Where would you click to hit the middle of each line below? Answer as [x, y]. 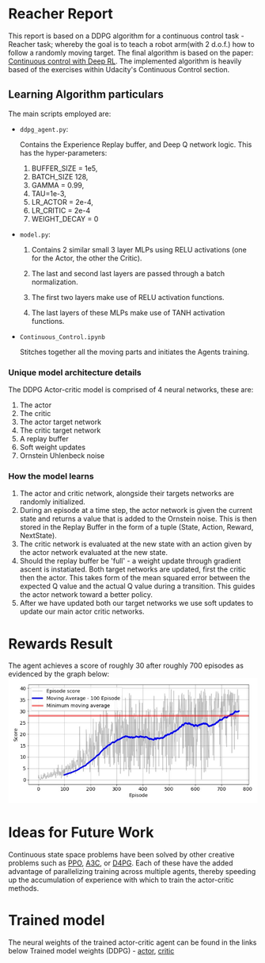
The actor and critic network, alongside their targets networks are [127, 494]
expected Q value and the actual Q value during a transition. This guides [137, 586]
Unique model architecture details [75, 372]
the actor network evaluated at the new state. [94, 553]
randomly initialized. [52, 502]
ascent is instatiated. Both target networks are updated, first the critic [133, 569]
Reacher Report [61, 14]
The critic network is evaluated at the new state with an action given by [136, 544]
